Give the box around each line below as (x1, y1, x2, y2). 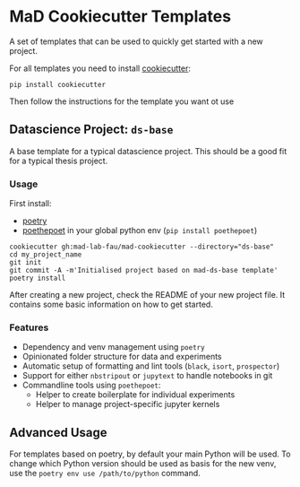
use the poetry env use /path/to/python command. (9, 468, 201, 479)
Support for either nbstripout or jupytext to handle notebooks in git (21, 370, 273, 381)
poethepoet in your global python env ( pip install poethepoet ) (21, 225, 258, 236)
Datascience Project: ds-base (9, 122, 174, 137)
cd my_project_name (9, 250, 82, 259)
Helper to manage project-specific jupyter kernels (35, 399, 220, 410)
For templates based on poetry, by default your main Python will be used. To (9, 448, 291, 459)
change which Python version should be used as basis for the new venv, (9, 458, 277, 469)
